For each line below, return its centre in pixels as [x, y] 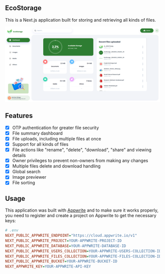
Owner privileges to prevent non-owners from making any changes [80, 161]
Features [19, 116]
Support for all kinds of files [40, 144]
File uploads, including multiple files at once [57, 138]
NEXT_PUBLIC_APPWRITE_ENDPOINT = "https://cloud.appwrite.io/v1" [71, 236]
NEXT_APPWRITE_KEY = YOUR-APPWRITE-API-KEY [48, 267]
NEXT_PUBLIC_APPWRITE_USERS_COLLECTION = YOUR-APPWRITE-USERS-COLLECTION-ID [83, 251]
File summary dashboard [37, 133]
